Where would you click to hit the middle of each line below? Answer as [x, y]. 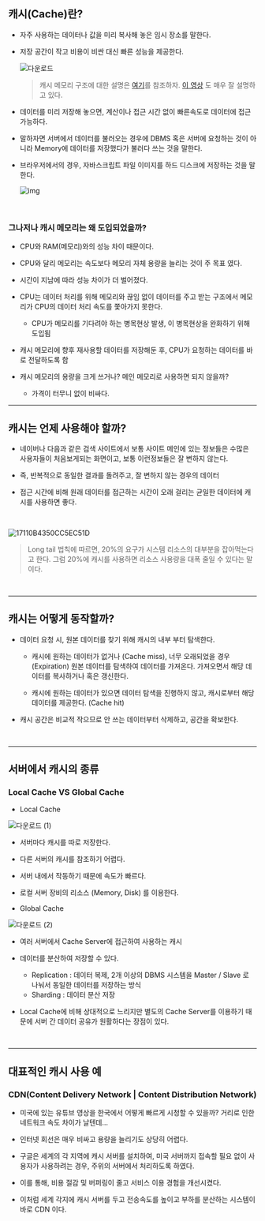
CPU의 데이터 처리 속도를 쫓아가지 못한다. [99, 307]
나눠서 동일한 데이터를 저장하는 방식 [86, 985]
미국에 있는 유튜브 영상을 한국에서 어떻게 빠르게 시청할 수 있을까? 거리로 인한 [137, 1113]
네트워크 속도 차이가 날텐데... [64, 1122]
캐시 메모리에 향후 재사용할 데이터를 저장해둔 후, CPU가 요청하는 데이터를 [132, 350]
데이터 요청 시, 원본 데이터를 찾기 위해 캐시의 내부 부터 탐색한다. [117, 639]
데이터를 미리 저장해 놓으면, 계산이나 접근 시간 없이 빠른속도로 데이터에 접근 [135, 111]
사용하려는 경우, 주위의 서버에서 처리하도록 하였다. [118, 1166]
